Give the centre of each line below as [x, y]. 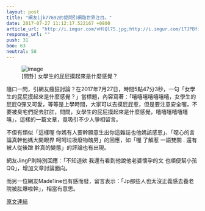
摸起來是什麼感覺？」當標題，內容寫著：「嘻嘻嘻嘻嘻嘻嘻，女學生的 [112, 96]
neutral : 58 [21, 52]
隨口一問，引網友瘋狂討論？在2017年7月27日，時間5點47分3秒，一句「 [95, 89]
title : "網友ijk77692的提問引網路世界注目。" [59, 18]
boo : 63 [16, 46]
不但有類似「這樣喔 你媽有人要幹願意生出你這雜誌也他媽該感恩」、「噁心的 [98, 132]
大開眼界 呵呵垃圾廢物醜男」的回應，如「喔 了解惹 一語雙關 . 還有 [115, 140]
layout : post [23, 12]
